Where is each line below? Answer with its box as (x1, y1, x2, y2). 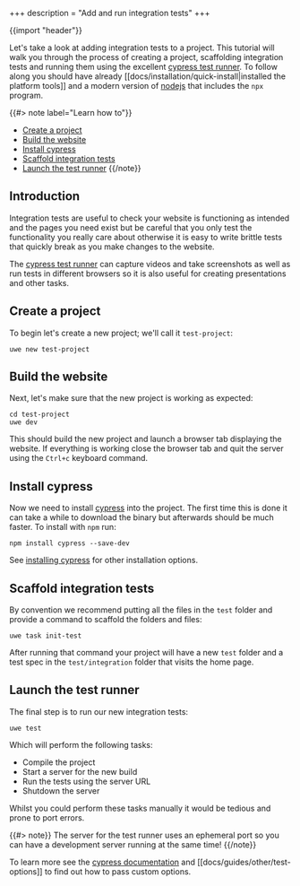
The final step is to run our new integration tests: (9, 706, 189, 717)
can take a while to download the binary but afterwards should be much (9, 512, 275, 523)
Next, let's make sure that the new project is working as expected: (9, 393, 253, 404)
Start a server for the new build (21, 766, 138, 777)
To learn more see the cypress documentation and (9, 856, 195, 867)
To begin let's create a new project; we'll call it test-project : (9, 327, 233, 338)
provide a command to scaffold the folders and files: (9, 614, 202, 625)
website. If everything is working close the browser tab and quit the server (9, 443, 284, 454)
